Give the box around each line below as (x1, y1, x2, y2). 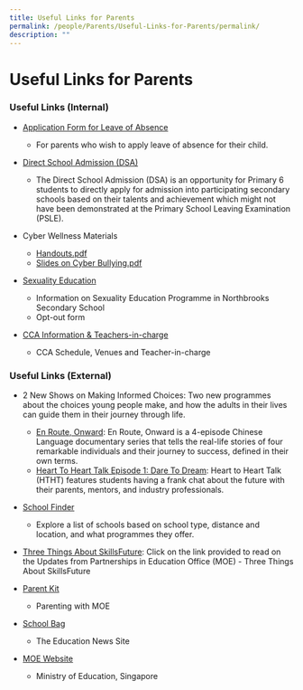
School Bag (22, 619, 66, 629)
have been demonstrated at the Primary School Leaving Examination (35, 203, 291, 213)
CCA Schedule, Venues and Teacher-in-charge (35, 346, 211, 357)
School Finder (22, 502, 75, 513)
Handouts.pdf (35, 248, 87, 259)
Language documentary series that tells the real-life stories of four (35, 436, 283, 448)
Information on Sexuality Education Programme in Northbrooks (35, 292, 270, 303)
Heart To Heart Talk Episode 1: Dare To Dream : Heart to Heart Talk (35, 465, 282, 476)
